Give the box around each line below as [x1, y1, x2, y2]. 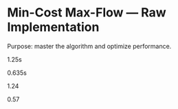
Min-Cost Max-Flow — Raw [7, 5, 166, 21]
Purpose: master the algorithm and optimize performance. [7, 42, 172, 50]
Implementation [7, 19, 100, 35]
